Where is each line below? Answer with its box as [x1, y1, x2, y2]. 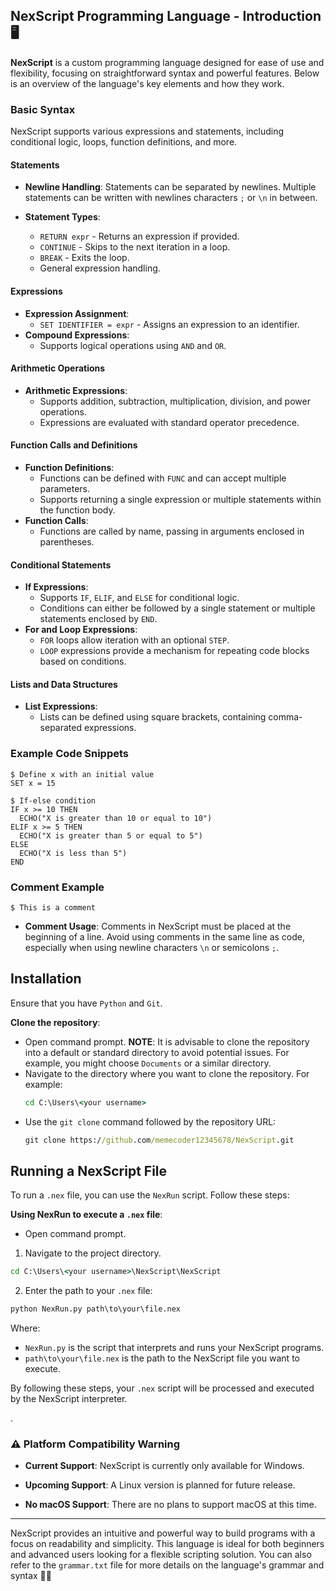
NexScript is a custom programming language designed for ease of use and [10, 56, 325, 68]
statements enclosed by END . [39, 613, 158, 625]
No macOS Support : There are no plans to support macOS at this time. [24, 1499, 317, 1511]
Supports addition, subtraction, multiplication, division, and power [39, 395, 311, 407]
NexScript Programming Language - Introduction [10, 8, 322, 25]
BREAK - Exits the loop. [39, 252, 130, 264]
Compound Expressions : [24, 329, 130, 341]
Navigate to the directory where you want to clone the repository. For [24, 1067, 310, 1079]
